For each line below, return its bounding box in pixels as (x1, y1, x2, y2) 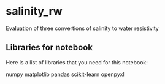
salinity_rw (6, 4, 63, 18)
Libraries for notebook (6, 42, 93, 53)
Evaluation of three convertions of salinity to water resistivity (6, 25, 159, 32)
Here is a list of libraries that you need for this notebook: (6, 58, 148, 66)
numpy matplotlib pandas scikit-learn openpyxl (6, 71, 125, 78)
